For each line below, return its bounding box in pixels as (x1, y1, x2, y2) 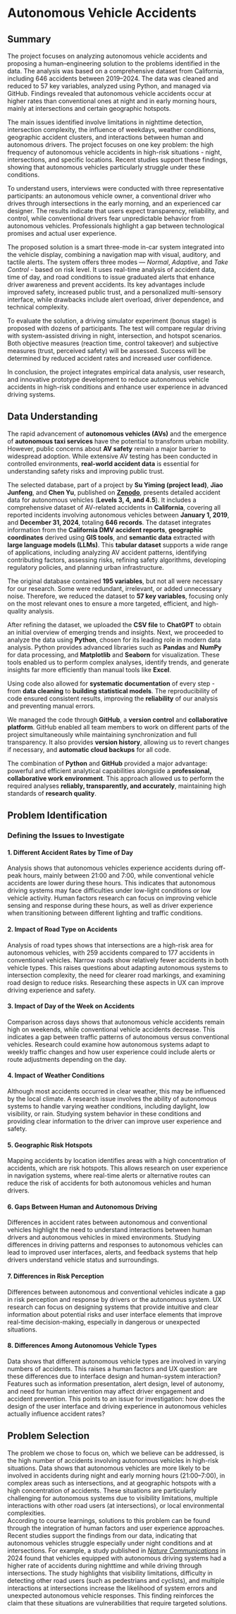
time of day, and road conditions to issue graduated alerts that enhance (7, 273, 215, 281)
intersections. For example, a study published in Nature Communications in (7, 1546, 226, 1555)
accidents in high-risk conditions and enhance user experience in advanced (7, 383, 228, 391)
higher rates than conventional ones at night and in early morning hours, (7, 97, 217, 105)
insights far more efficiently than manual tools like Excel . (7, 665, 171, 674)
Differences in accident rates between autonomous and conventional (7, 1218, 208, 1226)
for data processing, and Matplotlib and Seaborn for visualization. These (7, 650, 220, 659)
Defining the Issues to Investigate (7, 831, 125, 841)
